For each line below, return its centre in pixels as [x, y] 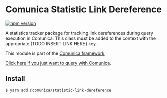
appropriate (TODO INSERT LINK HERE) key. [51, 43]
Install [15, 79]
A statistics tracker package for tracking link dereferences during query [79, 33]
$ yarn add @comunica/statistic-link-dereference [58, 90]
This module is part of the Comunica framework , [55, 53]
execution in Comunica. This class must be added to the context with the [81, 38]
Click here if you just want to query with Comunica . [58, 63]
